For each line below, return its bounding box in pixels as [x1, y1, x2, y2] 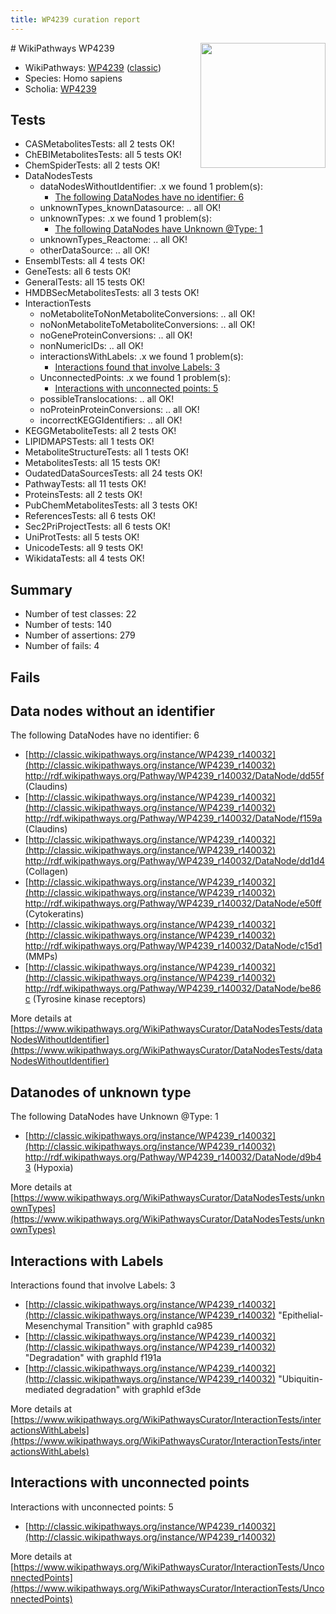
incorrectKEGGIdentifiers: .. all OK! [39, 414, 183, 426]
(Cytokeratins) [24, 908, 85, 920]
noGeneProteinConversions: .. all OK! [39, 329, 193, 341]
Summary [10, 581, 73, 598]
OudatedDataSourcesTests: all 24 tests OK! [24, 467, 203, 480]
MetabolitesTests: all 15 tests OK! [24, 457, 161, 469]
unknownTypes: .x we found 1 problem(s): [39, 212, 212, 225]
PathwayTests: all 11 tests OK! [24, 478, 147, 490]
